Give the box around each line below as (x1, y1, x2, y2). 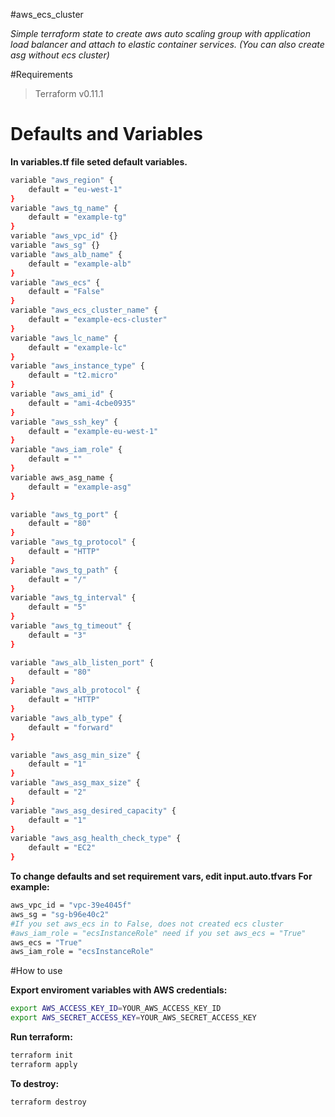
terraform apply (10, 1059, 78, 1069)
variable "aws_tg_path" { (10, 565, 118, 575)
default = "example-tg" (28, 212, 128, 223)
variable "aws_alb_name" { (10, 249, 123, 259)
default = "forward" (28, 722, 114, 733)
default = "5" (28, 602, 87, 613)
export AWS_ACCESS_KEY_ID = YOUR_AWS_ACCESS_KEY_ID (10, 1004, 222, 1014)
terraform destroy (10, 1097, 87, 1107)
